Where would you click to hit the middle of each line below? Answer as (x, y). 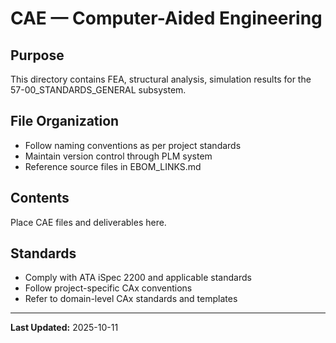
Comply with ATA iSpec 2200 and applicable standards (138, 278)
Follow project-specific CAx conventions (108, 288)
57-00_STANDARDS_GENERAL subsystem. (98, 90)
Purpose (37, 55)
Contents (40, 198)
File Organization (65, 121)
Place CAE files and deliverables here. (88, 222)
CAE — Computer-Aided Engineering (166, 18)
